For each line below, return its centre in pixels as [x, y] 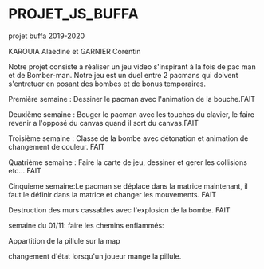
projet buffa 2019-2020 [47, 36]
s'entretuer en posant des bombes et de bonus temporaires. [107, 84]
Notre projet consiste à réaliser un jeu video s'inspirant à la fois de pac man [132, 66]
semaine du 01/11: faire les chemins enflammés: [87, 225]
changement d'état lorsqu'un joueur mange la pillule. [95, 256]
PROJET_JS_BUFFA [74, 14]
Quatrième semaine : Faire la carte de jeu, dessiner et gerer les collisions [128, 162]
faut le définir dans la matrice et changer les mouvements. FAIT [112, 194]
